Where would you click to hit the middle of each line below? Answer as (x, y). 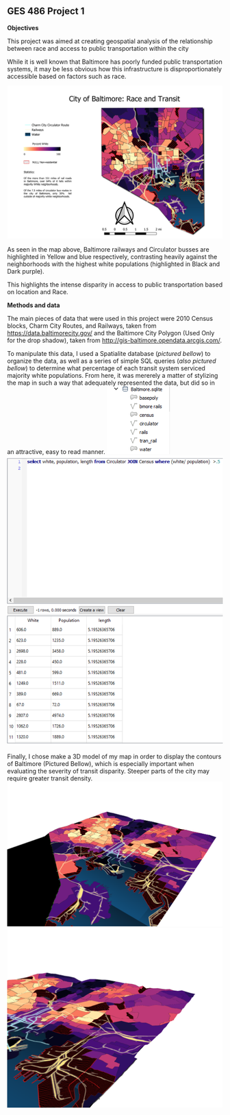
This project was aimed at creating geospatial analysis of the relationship (110, 41)
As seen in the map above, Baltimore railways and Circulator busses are (108, 249)
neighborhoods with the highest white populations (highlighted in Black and (114, 264)
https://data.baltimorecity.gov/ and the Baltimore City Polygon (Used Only (111, 333)
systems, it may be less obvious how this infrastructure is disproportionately (115, 69)
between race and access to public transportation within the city (98, 48)
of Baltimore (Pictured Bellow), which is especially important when (101, 764)
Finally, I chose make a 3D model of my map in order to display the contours (114, 756)
